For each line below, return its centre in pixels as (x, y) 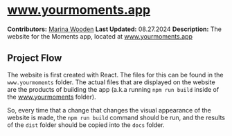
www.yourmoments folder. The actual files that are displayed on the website (111, 82)
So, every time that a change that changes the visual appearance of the (109, 110)
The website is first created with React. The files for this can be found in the (115, 75)
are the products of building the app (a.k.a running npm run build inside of (113, 89)
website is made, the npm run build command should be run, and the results (116, 117)
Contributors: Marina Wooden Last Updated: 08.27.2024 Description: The (114, 29)
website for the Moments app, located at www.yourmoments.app (100, 36)
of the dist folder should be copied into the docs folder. (86, 125)
